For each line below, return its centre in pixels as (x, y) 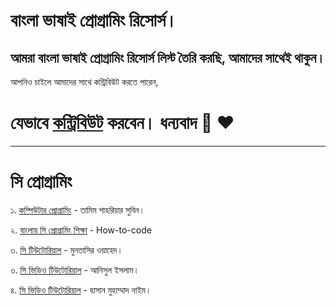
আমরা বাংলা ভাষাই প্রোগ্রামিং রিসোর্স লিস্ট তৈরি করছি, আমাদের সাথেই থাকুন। (168, 57)
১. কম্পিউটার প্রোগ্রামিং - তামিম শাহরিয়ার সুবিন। (78, 210)
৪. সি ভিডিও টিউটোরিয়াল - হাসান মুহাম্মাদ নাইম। (81, 290)
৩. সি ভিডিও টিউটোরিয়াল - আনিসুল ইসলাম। (75, 270)
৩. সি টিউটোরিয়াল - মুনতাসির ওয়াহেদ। (66, 250)
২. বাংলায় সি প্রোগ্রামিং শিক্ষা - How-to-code (81, 230)
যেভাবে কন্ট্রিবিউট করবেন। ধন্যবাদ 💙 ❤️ (122, 123)
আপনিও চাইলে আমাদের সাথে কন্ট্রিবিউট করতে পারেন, (84, 82)
